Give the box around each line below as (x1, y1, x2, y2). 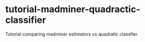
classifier (5, 14, 46, 26)
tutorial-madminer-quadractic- (5, 4, 141, 15)
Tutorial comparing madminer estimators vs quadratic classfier (5, 31, 138, 37)
